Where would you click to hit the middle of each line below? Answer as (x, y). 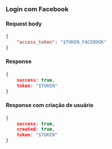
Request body (24, 24)
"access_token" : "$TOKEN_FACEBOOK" (62, 42)
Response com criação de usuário (50, 105)
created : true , (36, 130)
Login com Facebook (37, 9)
